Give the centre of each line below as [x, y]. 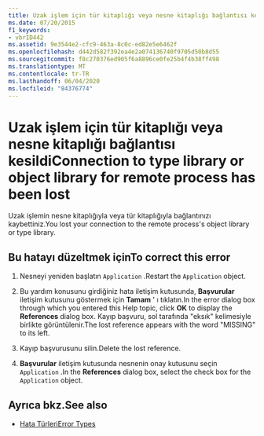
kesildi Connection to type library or [126, 161]
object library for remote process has [132, 177]
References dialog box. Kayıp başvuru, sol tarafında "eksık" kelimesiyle [135, 317]
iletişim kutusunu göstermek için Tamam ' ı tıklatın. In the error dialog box [137, 300]
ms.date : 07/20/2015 [42, 23]
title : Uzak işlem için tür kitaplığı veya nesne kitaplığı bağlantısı [128, 15]
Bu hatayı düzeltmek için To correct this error [119, 257]
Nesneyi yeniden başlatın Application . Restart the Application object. [132, 277]
